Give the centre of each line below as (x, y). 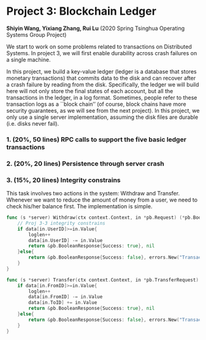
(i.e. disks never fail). (33, 123)
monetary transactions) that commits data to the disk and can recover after (101, 78)
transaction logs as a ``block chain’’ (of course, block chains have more (96, 104)
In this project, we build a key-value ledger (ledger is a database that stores (102, 71)
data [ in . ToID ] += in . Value (63, 303)
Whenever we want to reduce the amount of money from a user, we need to (102, 200)
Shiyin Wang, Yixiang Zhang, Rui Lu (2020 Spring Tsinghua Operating (96, 28)
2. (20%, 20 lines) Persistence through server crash (85, 164)
